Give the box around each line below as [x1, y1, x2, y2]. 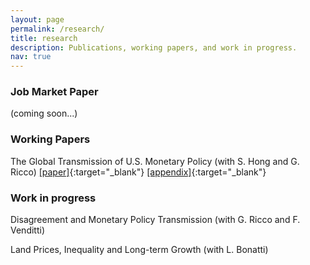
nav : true [10, 52, 52, 62]
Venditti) [10, 224, 46, 236]
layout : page [10, 14, 65, 25]
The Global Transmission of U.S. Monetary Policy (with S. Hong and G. [10, 155, 300, 167]
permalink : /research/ [10, 24, 105, 34]
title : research [10, 33, 78, 43]
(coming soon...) [10, 107, 78, 120]
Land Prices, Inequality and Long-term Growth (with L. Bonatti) [10, 244, 269, 256]
